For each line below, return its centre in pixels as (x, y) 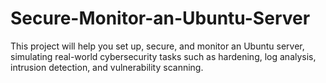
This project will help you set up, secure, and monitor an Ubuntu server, (157, 46)
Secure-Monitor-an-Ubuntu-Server (160, 18)
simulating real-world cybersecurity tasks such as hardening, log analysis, (163, 56)
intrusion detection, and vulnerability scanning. (107, 67)
